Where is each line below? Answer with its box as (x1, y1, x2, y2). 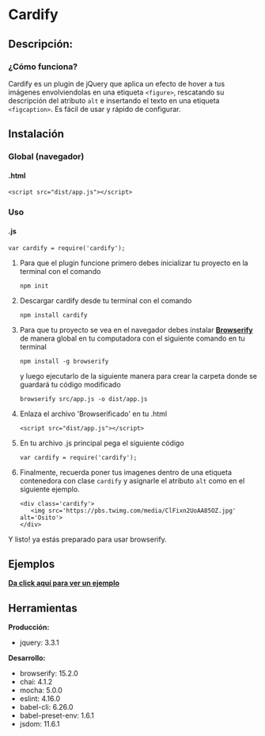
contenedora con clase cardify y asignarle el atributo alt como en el (19, 476, 245, 485)
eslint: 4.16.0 (19, 694, 61, 703)
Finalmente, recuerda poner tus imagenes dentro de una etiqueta (19, 467, 232, 477)
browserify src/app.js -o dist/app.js (19, 395, 148, 403)
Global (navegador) (8, 151, 85, 162)
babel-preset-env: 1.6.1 (19, 711, 95, 720)
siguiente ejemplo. (19, 484, 81, 494)
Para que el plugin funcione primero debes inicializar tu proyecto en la (19, 258, 248, 268)
